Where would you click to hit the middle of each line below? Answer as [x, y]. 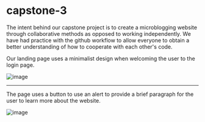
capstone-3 [37, 11]
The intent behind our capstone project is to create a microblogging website [102, 27]
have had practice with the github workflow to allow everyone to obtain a [98, 40]
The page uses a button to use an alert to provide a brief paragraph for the [100, 94]
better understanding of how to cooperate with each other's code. [89, 47]
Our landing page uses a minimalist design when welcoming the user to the [101, 58]
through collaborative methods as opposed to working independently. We [99, 33]
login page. [20, 65]
